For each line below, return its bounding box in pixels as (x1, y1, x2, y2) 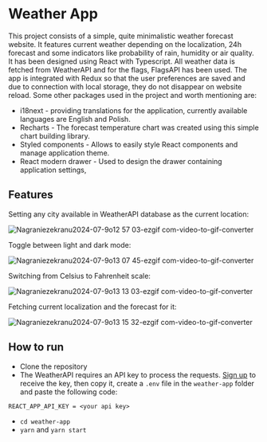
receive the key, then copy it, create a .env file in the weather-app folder (19, 378, 255, 388)
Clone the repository (19, 362, 88, 371)
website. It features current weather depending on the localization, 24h (8, 39, 241, 49)
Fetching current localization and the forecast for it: (8, 302, 177, 311)
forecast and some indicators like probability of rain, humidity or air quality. (8, 48, 255, 57)
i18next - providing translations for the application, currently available (19, 105, 248, 115)
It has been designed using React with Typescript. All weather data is (8, 57, 235, 66)
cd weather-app (19, 417, 71, 426)
